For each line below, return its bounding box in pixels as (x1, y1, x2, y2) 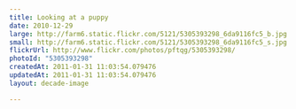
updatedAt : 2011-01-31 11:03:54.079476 (9, 71, 157, 80)
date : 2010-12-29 (9, 21, 74, 30)
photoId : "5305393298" (9, 54, 93, 63)
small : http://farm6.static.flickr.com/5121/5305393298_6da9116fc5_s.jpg (9, 37, 288, 47)
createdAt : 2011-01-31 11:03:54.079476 (9, 63, 157, 72)
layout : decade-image (9, 79, 90, 88)
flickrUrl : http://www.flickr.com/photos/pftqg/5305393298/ (9, 46, 237, 55)
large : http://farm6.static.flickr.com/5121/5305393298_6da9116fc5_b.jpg (9, 29, 288, 38)
